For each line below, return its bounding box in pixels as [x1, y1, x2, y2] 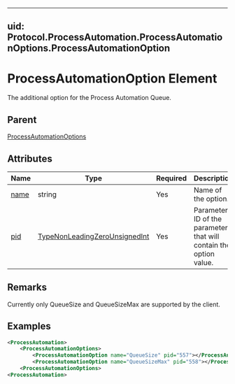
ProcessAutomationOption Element [7, 71, 218, 86]
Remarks [7, 281, 48, 294]
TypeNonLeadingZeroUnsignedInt [37, 232, 150, 241]
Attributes [7, 152, 52, 164]
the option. [193, 194, 229, 204]
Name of [193, 185, 222, 194]
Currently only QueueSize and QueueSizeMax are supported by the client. [7, 300, 220, 308]
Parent [7, 113, 37, 126]
